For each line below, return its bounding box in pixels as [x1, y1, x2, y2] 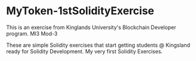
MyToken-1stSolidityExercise [6, 4, 155, 18]
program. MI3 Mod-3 [6, 30, 58, 37]
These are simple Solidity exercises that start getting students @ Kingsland [6, 41, 191, 49]
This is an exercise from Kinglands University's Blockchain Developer [6, 24, 176, 31]
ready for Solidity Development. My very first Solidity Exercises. [6, 47, 163, 54]
